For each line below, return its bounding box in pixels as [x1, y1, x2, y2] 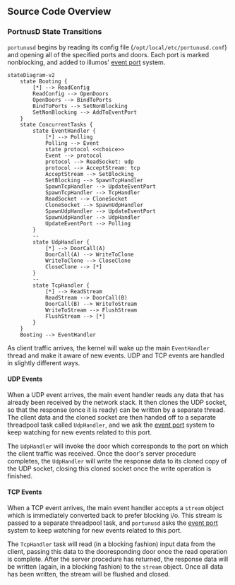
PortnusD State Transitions [7, 27, 102, 37]
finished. [7, 471, 33, 480]
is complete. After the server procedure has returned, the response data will [7, 555, 229, 564]
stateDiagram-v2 [7, 71, 55, 78]
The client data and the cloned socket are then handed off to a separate [7, 413, 217, 421]
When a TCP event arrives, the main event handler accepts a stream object [7, 504, 224, 512]
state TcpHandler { [32, 282, 90, 289]
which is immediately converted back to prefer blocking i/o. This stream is [7, 512, 222, 520]
